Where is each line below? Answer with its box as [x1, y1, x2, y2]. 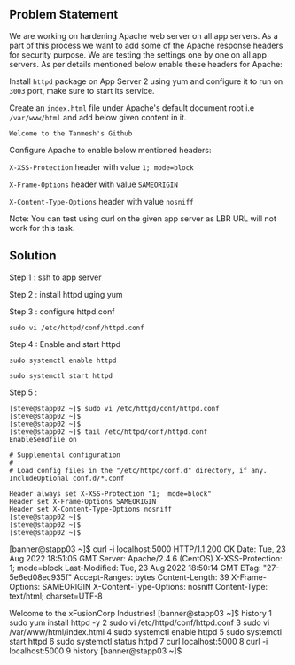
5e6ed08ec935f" [9, 571, 73, 583]
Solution [9, 248, 57, 264]
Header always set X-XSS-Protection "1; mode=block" [9, 489, 213, 499]
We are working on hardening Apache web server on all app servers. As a [9, 30, 279, 41]
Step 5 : [9, 387, 38, 398]
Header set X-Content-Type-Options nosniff [9, 505, 173, 514]
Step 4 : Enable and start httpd [9, 338, 121, 349]
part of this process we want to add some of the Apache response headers [9, 40, 283, 50]
